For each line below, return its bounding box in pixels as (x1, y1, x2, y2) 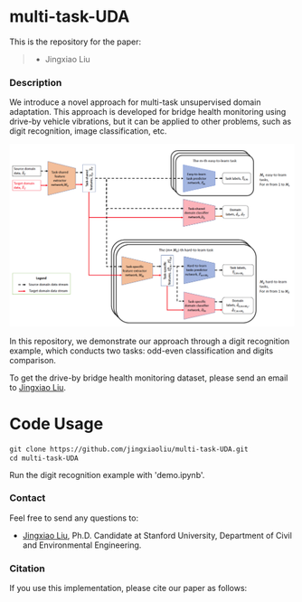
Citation (9, 562, 45, 575)
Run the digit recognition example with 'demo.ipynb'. (9, 469, 205, 480)
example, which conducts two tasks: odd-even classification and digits (9, 345, 274, 356)
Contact (9, 492, 46, 504)
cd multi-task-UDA (9, 454, 79, 463)
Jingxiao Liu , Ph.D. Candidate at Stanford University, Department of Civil (22, 530, 292, 541)
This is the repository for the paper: (9, 36, 142, 47)
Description (9, 76, 62, 89)
